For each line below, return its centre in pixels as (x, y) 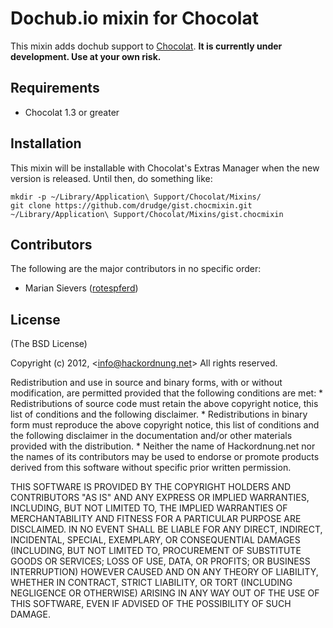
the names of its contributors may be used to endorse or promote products (165, 457)
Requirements (55, 88)
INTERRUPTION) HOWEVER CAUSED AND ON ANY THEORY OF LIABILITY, (164, 572)
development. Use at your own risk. (86, 56)
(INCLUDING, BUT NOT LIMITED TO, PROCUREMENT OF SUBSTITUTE (156, 551)
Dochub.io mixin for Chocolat (134, 18)
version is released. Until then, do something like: (111, 178)
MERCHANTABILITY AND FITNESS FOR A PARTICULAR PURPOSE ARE (156, 519)
